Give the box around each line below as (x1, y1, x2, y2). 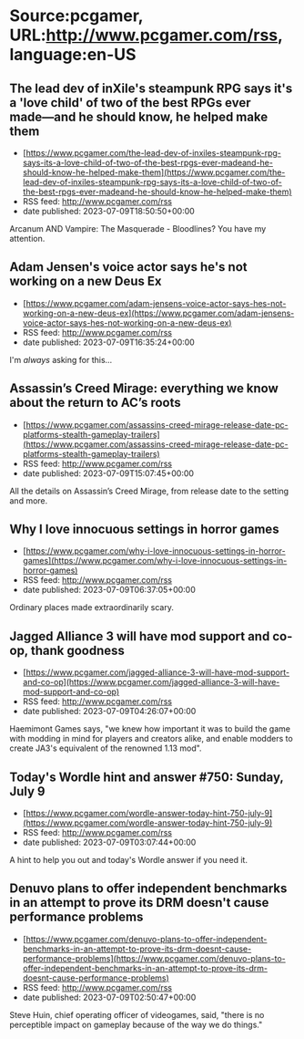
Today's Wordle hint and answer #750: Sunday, (9, 769, 284, 784)
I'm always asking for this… (9, 354, 113, 365)
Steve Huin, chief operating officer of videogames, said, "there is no (9, 1009, 265, 1020)
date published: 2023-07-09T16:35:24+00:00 (22, 337, 196, 348)
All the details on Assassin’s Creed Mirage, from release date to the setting (9, 485, 289, 496)
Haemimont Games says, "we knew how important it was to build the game (9, 723, 291, 734)
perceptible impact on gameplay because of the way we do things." (9, 1019, 263, 1030)
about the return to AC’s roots (9, 395, 181, 410)
